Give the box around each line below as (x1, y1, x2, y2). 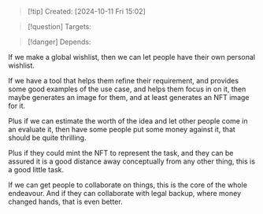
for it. (8, 101, 26, 110)
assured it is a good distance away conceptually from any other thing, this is (8, 157, 256, 166)
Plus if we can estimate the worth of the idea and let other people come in (8, 116, 248, 125)
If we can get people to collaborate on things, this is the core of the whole (8, 180, 248, 190)
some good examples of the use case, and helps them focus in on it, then (8, 84, 246, 94)
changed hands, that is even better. (8, 197, 124, 206)
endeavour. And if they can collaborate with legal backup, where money (8, 189, 242, 197)
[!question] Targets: (27, 22, 92, 31)
